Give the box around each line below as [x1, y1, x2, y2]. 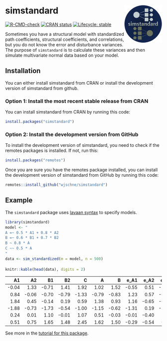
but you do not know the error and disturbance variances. [5, 41, 123, 47]
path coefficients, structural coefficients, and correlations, [5, 36, 124, 42]
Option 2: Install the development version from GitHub [5, 131, 139, 138]
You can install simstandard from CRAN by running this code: [5, 109, 131, 115]
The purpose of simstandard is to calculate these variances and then [5, 47, 145, 53]
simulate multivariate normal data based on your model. [5, 52, 119, 58]
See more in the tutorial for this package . [5, 330, 89, 336]
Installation [5, 67, 41, 75]
